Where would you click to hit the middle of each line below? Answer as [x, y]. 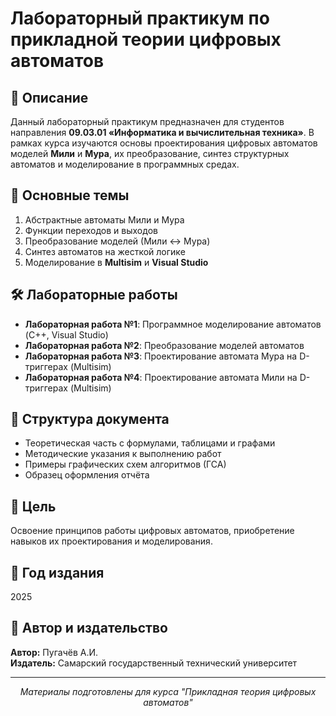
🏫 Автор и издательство [89, 628]
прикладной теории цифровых [146, 39]
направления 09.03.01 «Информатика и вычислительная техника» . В [162, 132]
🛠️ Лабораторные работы [94, 295]
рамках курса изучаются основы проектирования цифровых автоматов [164, 143]
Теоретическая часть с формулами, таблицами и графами [150, 443]
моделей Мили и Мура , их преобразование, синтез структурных [150, 153]
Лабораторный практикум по [140, 18]
